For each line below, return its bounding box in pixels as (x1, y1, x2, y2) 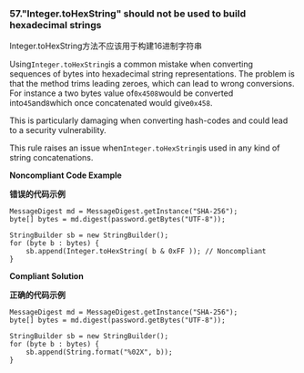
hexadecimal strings (9, 18, 102, 31)
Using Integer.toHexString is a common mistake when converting (9, 58, 253, 70)
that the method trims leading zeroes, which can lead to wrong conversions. (9, 78, 295, 89)
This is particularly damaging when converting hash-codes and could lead (9, 115, 289, 126)
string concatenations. (9, 152, 94, 163)
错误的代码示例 (9, 189, 66, 200)
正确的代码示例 (9, 290, 66, 301)
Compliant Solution (9, 271, 84, 282)
